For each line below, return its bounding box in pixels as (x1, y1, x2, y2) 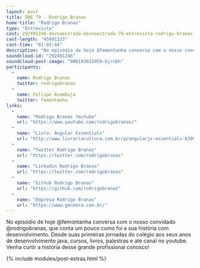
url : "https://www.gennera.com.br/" (17, 202, 108, 208)
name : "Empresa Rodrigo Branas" (17, 197, 97, 203)
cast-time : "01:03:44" (6, 42, 62, 48)
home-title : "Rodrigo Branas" (6, 20, 82, 26)
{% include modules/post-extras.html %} (6, 255, 107, 262)
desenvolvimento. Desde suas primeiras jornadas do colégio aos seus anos (6, 231, 192, 238)
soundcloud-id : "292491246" (6, 53, 76, 59)
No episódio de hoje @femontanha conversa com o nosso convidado (6, 218, 176, 226)
